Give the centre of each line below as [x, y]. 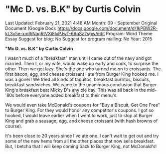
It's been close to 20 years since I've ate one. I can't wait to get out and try [82, 136]
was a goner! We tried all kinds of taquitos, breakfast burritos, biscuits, [78, 79]
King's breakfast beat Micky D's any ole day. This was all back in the [76, 90]
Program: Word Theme [129, 33]
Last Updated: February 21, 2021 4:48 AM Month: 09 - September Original [81, 23]
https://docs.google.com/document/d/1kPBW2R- [107, 28]
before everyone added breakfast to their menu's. [67, 95]
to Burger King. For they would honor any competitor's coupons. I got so [80, 110]
